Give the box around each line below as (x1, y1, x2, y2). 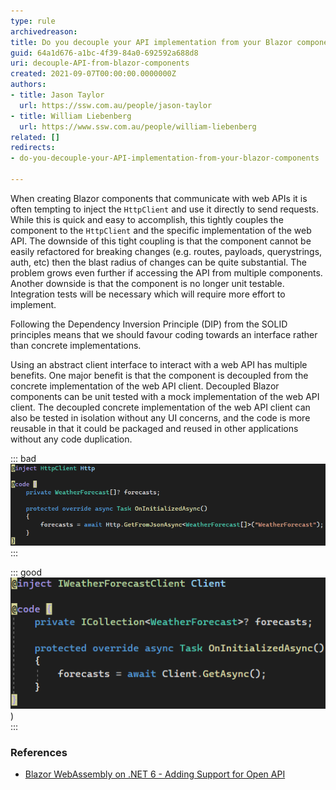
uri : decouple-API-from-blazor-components (10, 58, 190, 69)
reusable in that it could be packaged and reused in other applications (10, 422, 299, 434)
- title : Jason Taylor (10, 90, 105, 100)
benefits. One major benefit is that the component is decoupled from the (10, 369, 309, 381)
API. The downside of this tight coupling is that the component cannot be (10, 235, 312, 247)
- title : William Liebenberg (10, 111, 132, 121)
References (10, 745, 68, 759)
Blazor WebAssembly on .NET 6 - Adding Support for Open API (24, 768, 286, 780)
